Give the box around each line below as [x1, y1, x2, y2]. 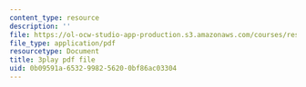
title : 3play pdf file [9, 55, 96, 64]
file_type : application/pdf [9, 38, 117, 48]
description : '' [9, 22, 71, 31]
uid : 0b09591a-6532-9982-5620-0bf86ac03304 [9, 64, 178, 73]
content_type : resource [9, 13, 100, 23]
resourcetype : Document [9, 47, 100, 56]
